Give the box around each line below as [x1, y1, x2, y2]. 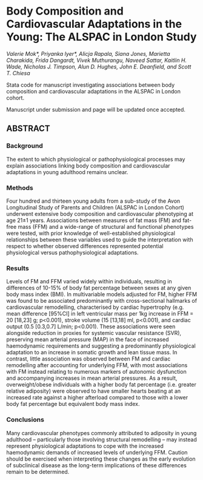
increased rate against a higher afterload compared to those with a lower [6, 394, 188, 401]
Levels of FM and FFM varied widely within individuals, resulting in [6, 278, 172, 285]
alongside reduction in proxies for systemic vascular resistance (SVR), [6, 330, 182, 337]
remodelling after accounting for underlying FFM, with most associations [6, 362, 188, 369]
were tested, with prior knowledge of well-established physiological [6, 229, 176, 237]
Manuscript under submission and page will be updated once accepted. [6, 106, 186, 113]
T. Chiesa [6, 69, 30, 76]
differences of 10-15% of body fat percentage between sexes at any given [6, 284, 191, 292]
